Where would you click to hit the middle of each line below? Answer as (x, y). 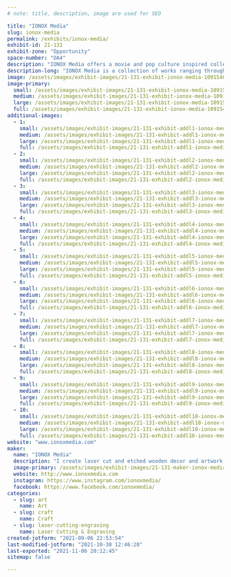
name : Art (34, 506)
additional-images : (35, 116)
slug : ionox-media (33, 32)
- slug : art (31, 500)
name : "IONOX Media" (43, 455)
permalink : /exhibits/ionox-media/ (58, 39)
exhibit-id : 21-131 (35, 45)
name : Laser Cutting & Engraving (67, 532)
